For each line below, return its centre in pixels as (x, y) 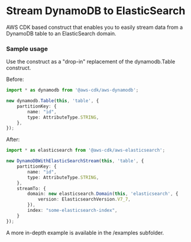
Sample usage (27, 48)
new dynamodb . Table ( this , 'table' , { (53, 101)
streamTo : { (31, 188)
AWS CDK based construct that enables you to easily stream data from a (95, 27)
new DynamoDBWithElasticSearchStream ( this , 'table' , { (75, 161)
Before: (15, 79)
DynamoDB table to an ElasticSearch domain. (61, 33)
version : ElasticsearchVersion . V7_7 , (84, 200)
